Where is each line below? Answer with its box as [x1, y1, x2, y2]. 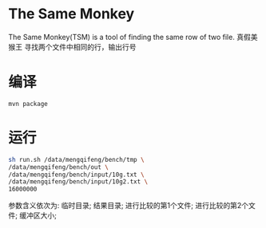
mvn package [8, 100, 48, 108]
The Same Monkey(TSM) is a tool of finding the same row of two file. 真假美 [8, 32, 258, 41]
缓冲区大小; [19, 210, 58, 220]
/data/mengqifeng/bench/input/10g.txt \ [8, 171, 145, 179]
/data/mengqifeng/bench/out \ [8, 163, 109, 171]
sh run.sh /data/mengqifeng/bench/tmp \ [8, 155, 145, 163]
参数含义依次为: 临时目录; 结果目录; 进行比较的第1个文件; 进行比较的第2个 [8, 201, 249, 210]
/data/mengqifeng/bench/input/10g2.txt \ [8, 178, 149, 186]
